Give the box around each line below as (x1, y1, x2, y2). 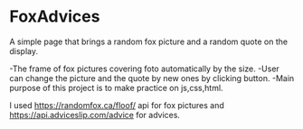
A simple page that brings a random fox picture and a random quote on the (9, 36, 288, 47)
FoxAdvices (9, 6, 100, 27)
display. (9, 45, 39, 56)
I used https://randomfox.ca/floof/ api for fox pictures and (9, 99, 224, 110)
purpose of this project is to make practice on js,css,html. (9, 82, 223, 93)
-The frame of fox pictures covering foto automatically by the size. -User (9, 63, 280, 74)
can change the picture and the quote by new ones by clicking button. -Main (9, 72, 295, 83)
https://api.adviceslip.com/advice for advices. (9, 109, 181, 120)
